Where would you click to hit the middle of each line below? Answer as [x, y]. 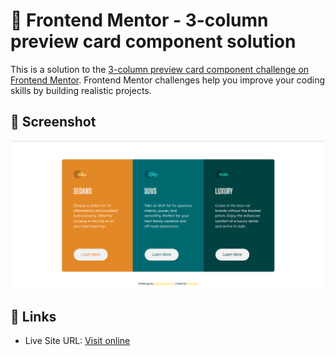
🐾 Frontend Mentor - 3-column [139, 20]
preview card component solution [153, 41]
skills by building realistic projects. [81, 90]
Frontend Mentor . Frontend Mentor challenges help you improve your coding [168, 80]
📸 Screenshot [53, 122]
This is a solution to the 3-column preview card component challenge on [160, 69]
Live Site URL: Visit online [77, 341]
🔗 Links [33, 316]
